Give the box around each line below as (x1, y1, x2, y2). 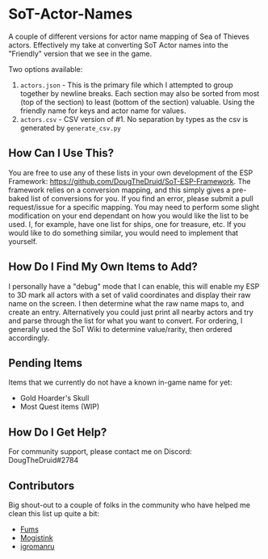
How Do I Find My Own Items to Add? (8, 260, 198, 274)
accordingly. (8, 333, 50, 343)
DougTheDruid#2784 (8, 456, 79, 465)
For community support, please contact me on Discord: (8, 447, 192, 456)
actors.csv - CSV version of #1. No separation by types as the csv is (19, 114, 249, 124)
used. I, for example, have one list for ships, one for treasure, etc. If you (8, 219, 246, 229)
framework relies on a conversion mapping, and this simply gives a (8, 185, 231, 195)
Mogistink (19, 533, 54, 542)
